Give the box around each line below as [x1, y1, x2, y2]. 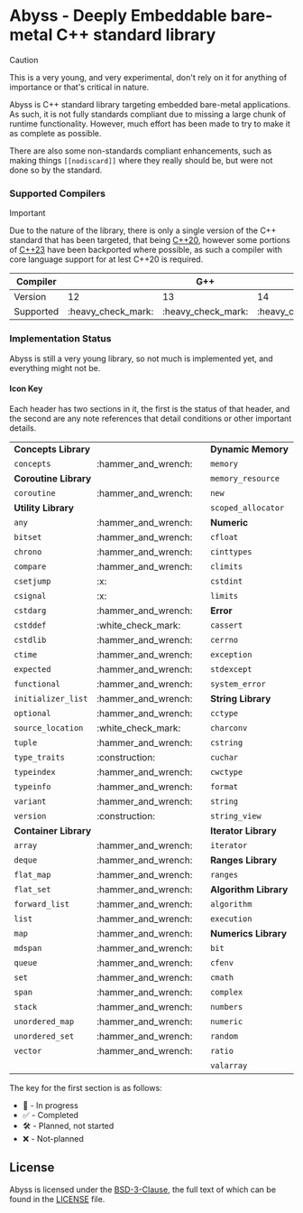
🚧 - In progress [22, 1099, 78, 1111]
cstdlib [14, 634, 47, 645]
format [210, 781, 239, 791]
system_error [210, 678, 266, 689]
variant [14, 796, 47, 807]
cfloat [210, 532, 239, 542]
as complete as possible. [9, 127, 102, 138]
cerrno [210, 634, 239, 645]
